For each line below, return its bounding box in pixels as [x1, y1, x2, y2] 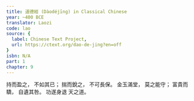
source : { [6, 31, 31, 37]
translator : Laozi [6, 20, 52, 26]
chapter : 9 [6, 64, 34, 70]
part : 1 [6, 58, 26, 64]
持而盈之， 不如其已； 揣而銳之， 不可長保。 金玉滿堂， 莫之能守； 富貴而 [6, 81, 189, 88]
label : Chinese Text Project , [11, 36, 87, 42]
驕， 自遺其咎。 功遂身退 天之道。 [6, 89, 90, 96]
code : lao [6, 25, 31, 31]
